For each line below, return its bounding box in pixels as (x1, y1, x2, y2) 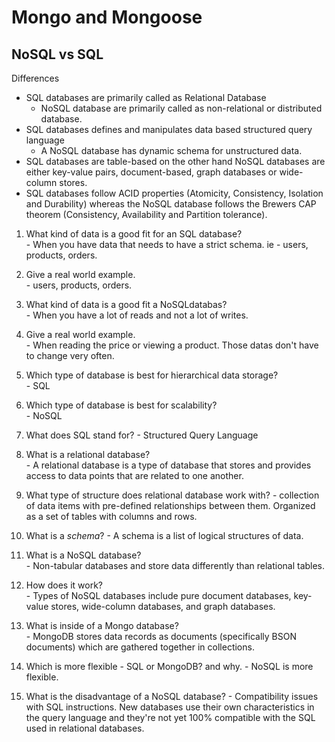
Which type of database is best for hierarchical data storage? (25, 369, 279, 381)
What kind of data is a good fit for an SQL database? (25, 228, 243, 240)
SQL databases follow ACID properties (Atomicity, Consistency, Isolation (25, 187, 324, 199)
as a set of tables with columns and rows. (25, 511, 198, 522)
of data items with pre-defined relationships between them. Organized (25, 500, 316, 511)
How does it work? (25, 579, 104, 591)
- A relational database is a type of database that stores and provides (25, 459, 312, 471)
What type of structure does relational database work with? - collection (25, 489, 320, 501)
